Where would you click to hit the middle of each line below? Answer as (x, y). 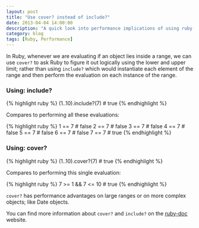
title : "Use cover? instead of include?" (58, 17)
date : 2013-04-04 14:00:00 (40, 23)
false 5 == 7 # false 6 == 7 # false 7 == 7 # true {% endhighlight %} (89, 133)
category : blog (25, 34)
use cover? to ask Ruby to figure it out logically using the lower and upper (96, 62)
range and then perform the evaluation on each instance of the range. (91, 75)
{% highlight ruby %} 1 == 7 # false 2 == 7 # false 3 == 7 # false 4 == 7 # (96, 126)
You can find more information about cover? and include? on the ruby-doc (97, 213)
